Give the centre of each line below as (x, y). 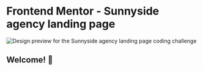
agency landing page (61, 24)
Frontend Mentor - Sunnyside (83, 11)
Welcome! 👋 (30, 60)
